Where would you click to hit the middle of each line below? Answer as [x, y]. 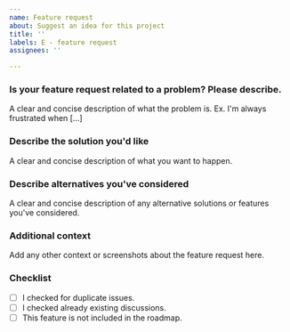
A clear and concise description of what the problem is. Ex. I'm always [138, 109]
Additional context [50, 235]
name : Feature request [51, 17]
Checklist [30, 279]
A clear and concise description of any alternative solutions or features [139, 203]
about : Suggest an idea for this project [87, 26]
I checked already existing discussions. [94, 307]
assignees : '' [36, 51]
